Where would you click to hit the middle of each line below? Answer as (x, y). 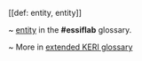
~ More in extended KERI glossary (71, 47)
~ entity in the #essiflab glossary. (70, 30)
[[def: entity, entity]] (45, 13)
